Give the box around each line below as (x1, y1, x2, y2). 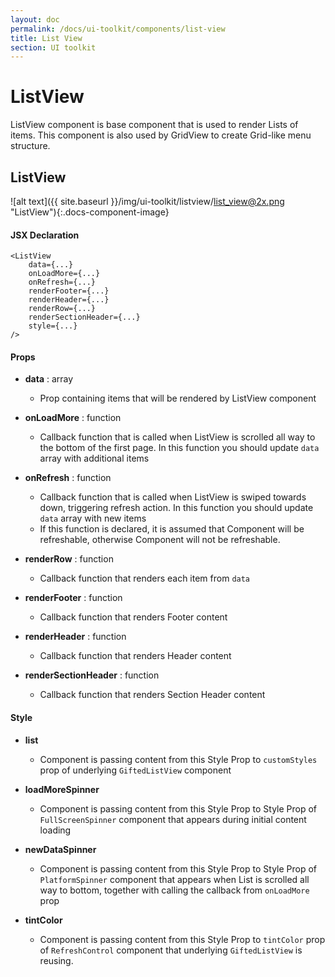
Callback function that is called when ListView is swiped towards (39, 491, 307, 503)
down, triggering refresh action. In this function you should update (39, 502, 314, 514)
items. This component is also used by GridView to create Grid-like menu (10, 129, 312, 141)
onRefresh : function (24, 472, 112, 484)
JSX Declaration (10, 229, 80, 241)
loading (39, 824, 72, 836)
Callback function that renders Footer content (39, 611, 228, 623)
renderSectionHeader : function (24, 669, 160, 681)
